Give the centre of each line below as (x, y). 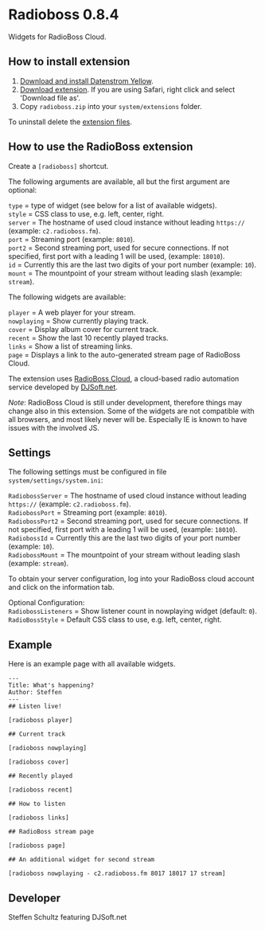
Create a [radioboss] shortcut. (58, 166)
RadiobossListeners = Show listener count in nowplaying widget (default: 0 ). (132, 612)
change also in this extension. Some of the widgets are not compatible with (131, 411)
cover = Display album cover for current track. (84, 329)
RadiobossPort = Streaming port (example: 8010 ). (88, 513)
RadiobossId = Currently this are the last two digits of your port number (125, 538)
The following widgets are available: (67, 297)
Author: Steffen (35, 693)
